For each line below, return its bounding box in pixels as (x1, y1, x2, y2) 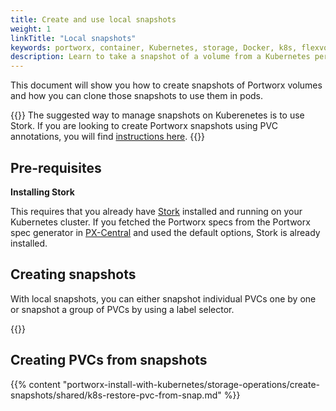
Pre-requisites (10, 159, 102, 176)
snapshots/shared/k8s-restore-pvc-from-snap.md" (10, 389, 222, 401)
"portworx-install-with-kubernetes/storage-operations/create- (62, 378, 321, 390)
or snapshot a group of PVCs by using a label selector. (10, 303, 235, 315)
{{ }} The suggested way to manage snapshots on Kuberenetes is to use (10, 109, 305, 121)
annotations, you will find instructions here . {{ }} (10, 131, 206, 143)
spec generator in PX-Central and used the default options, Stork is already (10, 226, 321, 238)
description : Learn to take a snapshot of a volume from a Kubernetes (10, 52, 311, 62)
